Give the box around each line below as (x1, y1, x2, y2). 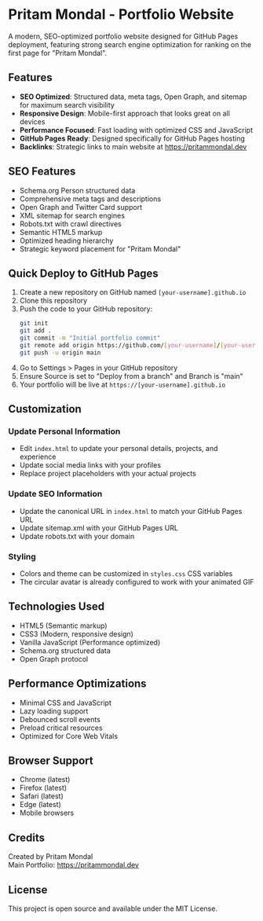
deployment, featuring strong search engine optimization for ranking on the (8, 39, 252, 49)
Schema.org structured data (19, 646, 111, 655)
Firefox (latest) (19, 783, 68, 793)
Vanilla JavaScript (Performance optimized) (19, 637, 161, 647)
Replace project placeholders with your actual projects (19, 469, 196, 479)
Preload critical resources (19, 723, 104, 732)
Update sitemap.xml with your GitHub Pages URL (19, 523, 179, 532)
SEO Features (8, 165, 76, 178)
